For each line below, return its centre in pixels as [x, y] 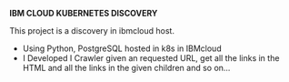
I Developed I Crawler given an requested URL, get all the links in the [151, 58]
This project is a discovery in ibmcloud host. [92, 31]
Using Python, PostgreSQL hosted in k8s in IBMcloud [122, 48]
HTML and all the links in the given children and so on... [126, 68]
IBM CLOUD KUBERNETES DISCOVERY [84, 13]
